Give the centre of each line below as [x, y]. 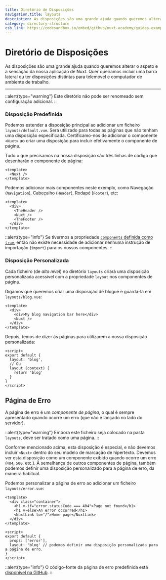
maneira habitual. [23, 474]
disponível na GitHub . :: [29, 573]
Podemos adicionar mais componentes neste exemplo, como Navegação [80, 188]
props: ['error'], [29, 541]
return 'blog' [28, 372]
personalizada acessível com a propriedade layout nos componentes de [79, 276]
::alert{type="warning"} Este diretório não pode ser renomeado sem [74, 96]
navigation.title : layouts [33, 14]
